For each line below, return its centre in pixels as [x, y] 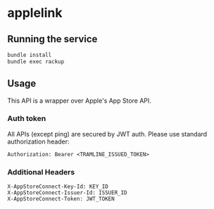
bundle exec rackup [36, 61]
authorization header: [38, 141]
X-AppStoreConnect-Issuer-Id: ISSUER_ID [68, 193]
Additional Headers [41, 172]
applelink [35, 13]
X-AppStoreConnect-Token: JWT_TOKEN [61, 199]
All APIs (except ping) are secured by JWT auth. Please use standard [107, 134]
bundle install [30, 55]
